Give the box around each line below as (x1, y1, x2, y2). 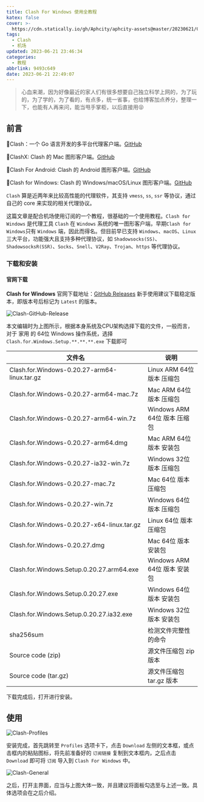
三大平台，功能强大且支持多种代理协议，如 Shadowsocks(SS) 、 (6, 235, 161, 243)
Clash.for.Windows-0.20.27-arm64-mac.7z (9, 390, 138, 398)
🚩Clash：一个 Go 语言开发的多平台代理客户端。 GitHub (6, 140, 142, 148)
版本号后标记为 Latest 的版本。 (22, 298, 100, 305)
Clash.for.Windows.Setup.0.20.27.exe (9, 590, 118, 598)
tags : (6, 32, 20, 38)
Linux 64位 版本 (148, 517, 193, 525)
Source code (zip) (9, 651, 61, 659)
